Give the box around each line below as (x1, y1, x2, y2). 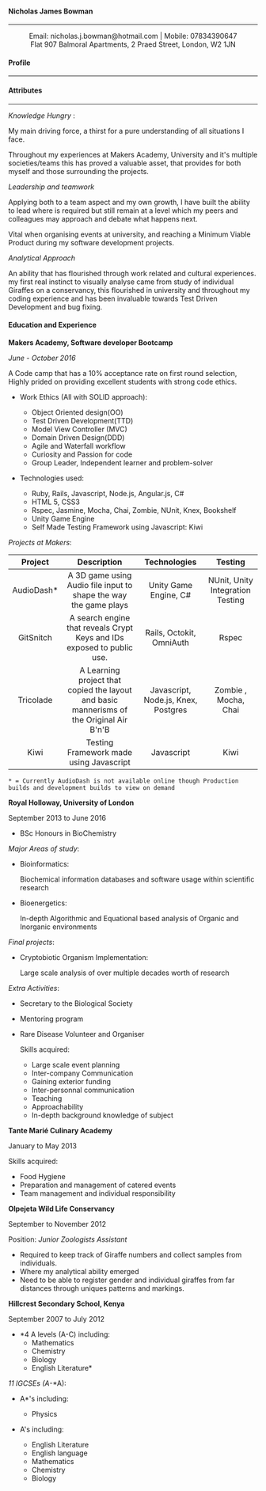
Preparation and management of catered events (19, 1180, 177, 1189)
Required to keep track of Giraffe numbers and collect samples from (19, 1250, 242, 1259)
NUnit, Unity (207, 575, 253, 586)
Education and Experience (8, 321, 97, 330)
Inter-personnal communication (31, 1085, 135, 1095)
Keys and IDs (74, 632, 124, 643)
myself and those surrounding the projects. (8, 166, 149, 176)
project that (78, 674, 121, 685)
